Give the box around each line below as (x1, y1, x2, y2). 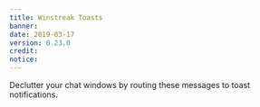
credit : (9, 47, 39, 56)
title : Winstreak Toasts (9, 13, 103, 22)
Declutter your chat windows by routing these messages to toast (9, 80, 251, 90)
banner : (9, 22, 39, 31)
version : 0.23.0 (9, 38, 71, 48)
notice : (9, 55, 39, 64)
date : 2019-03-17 (9, 30, 75, 39)
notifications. (9, 89, 59, 100)
